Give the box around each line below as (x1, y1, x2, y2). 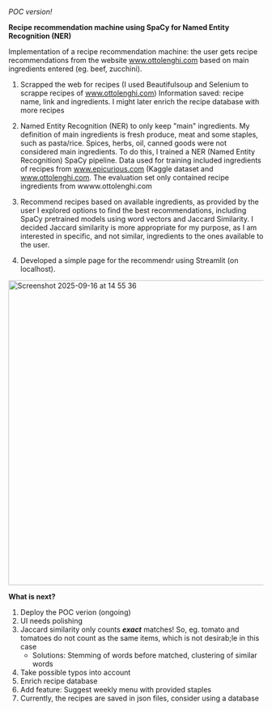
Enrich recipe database (19, 676, 98, 686)
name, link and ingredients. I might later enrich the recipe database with (19, 97, 260, 106)
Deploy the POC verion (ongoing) (19, 607, 131, 617)
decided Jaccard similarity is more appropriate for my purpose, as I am (19, 222, 257, 232)
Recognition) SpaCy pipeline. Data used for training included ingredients (19, 155, 261, 165)
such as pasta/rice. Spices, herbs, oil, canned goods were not (19, 138, 227, 148)
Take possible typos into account (19, 667, 131, 677)
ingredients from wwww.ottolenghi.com (19, 181, 152, 191)
